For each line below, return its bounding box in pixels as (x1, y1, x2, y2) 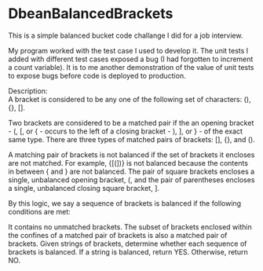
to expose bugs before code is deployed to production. (8, 71, 186, 80)
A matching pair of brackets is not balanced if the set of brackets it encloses (8, 150, 255, 159)
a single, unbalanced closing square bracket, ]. (8, 183, 159, 192)
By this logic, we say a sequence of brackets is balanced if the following (8, 198, 242, 208)
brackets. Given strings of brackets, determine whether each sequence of (8, 239, 247, 248)
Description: (8, 86, 48, 95)
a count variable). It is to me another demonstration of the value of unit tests (8, 62, 254, 71)
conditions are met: (8, 207, 71, 216)
